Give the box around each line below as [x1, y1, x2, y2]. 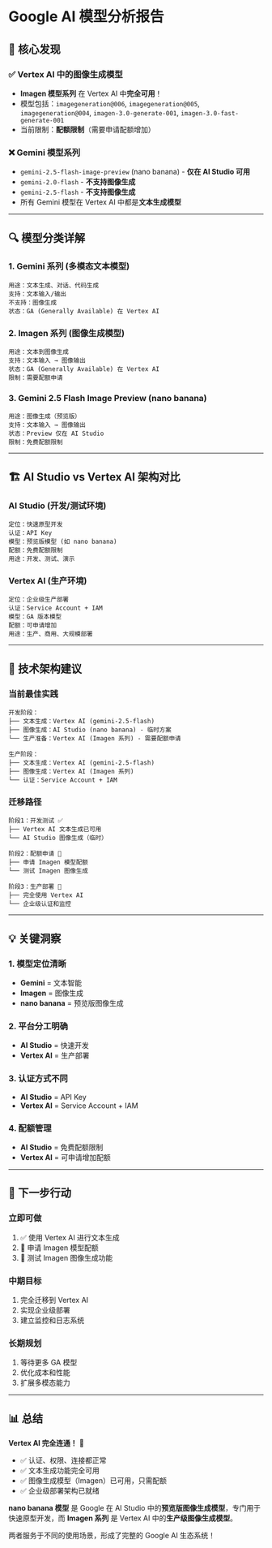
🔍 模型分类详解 [8, 231, 86, 244]
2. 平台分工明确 [8, 1020, 69, 1032]
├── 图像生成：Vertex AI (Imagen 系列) [8, 768, 134, 776]
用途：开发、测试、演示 [8, 555, 75, 563]
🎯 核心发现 [8, 42, 61, 56]
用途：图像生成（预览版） [8, 412, 81, 420]
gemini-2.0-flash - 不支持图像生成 [19, 177, 136, 187]
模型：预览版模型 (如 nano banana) [8, 537, 117, 546]
